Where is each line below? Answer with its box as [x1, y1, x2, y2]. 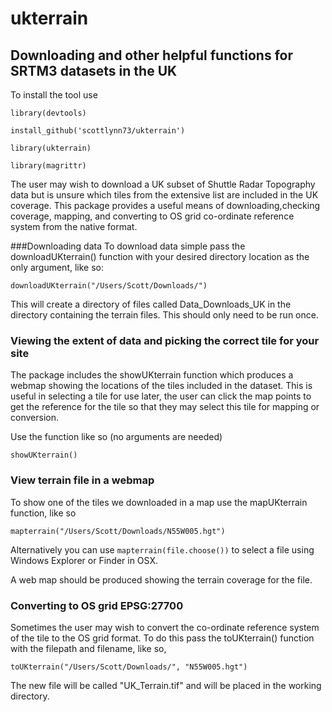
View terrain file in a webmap [10, 473, 155, 487]
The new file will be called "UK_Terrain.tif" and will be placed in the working [10, 679, 322, 691]
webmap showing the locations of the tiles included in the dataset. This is [10, 380, 313, 392]
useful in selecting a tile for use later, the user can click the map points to [10, 390, 312, 402]
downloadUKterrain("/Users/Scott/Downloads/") [10, 281, 208, 291]
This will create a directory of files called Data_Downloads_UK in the [10, 298, 292, 310]
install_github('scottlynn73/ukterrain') [10, 126, 186, 136]
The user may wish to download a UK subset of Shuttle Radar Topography [10, 178, 316, 190]
